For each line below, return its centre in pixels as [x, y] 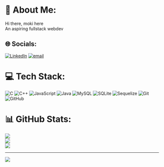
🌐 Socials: [21, 44]
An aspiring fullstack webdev [34, 28]
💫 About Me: [31, 10]
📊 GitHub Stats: [38, 119]
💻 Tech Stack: [35, 76]
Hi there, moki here [24, 23]
